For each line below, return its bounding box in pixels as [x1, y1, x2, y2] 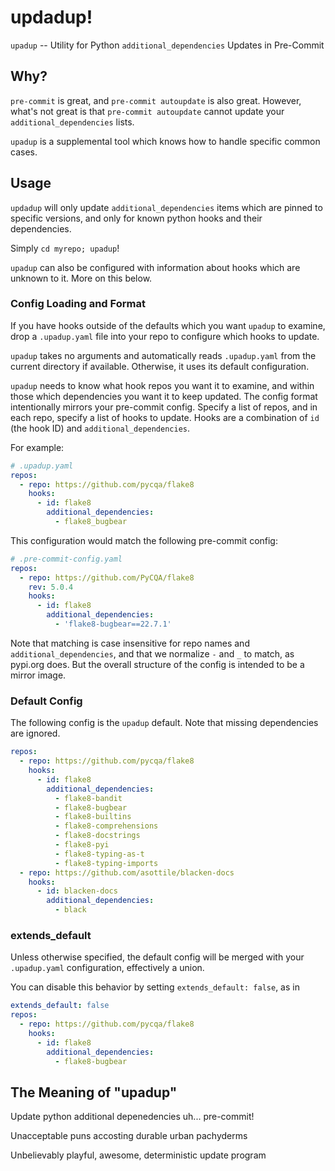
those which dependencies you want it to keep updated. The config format [10, 390, 318, 402]
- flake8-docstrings [54, 831, 141, 841]
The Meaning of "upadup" [10, 1084, 178, 1101]
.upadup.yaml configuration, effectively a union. [10, 962, 205, 974]
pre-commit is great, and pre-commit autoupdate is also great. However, [10, 94, 302, 106]
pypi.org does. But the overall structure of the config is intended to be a [10, 658, 305, 670]
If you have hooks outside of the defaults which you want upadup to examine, [10, 319, 326, 331]
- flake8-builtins [54, 812, 132, 822]
